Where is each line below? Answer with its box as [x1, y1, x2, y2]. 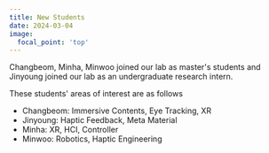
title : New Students [9, 12, 86, 22]
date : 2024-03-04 [9, 21, 74, 30]
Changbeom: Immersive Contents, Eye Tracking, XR [21, 105, 212, 116]
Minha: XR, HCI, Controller [21, 125, 119, 135]
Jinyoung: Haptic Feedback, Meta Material [21, 115, 178, 126]
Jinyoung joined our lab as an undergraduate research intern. [9, 72, 233, 82]
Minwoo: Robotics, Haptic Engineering [21, 134, 162, 144]
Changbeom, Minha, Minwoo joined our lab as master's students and [9, 62, 261, 73]
